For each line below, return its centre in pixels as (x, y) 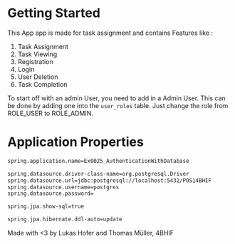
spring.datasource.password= (51, 193)
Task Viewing (37, 54)
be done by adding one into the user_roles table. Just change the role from (118, 105)
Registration (35, 61)
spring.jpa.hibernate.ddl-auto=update (65, 219)
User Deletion (38, 77)
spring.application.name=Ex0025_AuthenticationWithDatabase (99, 161)
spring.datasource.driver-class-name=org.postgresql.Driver (99, 174)
